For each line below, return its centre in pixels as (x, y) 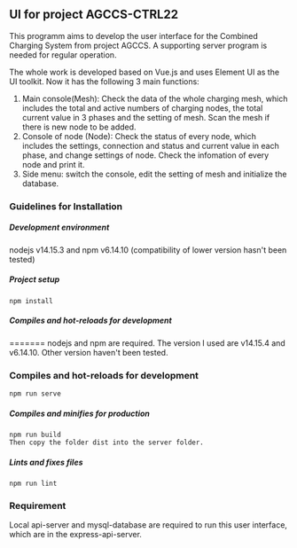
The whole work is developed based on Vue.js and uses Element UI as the (145, 72)
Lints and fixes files (46, 462)
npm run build (35, 434)
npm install (31, 301)
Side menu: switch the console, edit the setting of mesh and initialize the (154, 174)
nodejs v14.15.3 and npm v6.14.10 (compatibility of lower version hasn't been (148, 250)
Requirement (38, 505)
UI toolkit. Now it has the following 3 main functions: (104, 81)
